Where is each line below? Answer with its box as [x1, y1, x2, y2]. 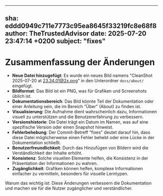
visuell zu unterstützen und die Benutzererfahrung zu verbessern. [12, 114, 144, 120]
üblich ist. [12, 93, 32, 99]
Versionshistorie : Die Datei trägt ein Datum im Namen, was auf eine [12, 119, 148, 125]
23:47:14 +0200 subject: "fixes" [5, 37, 106, 45]
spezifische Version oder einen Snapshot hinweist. [12, 125, 114, 130]
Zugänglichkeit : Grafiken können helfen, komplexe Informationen [12, 166, 143, 172]
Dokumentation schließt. [12, 140, 61, 146]
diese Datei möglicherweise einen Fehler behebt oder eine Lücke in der [12, 135, 155, 141]
